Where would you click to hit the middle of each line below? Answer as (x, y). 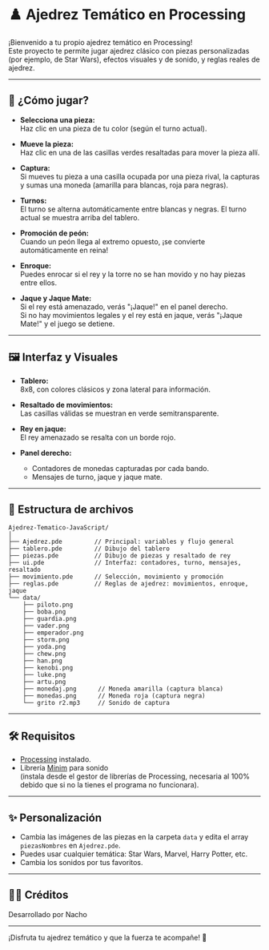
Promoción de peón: (54, 233)
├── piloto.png (48, 605)
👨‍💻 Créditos (38, 895)
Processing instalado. (56, 759)
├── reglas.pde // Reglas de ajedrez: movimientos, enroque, (128, 584)
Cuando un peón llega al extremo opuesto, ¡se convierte (112, 241)
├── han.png (42, 661)
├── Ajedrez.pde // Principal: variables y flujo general (121, 542)
